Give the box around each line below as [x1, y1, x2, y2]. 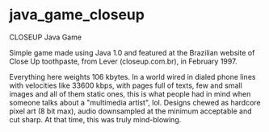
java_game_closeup [9, 6, 145, 24]
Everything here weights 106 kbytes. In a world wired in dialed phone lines [9, 72, 256, 81]
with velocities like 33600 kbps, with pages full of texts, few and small [9, 80, 243, 90]
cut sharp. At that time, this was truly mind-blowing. [9, 114, 182, 124]
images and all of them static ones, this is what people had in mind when [9, 89, 251, 98]
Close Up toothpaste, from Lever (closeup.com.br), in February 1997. [9, 56, 237, 66]
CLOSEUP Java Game [9, 32, 82, 42]
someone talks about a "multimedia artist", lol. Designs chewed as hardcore [9, 97, 261, 107]
